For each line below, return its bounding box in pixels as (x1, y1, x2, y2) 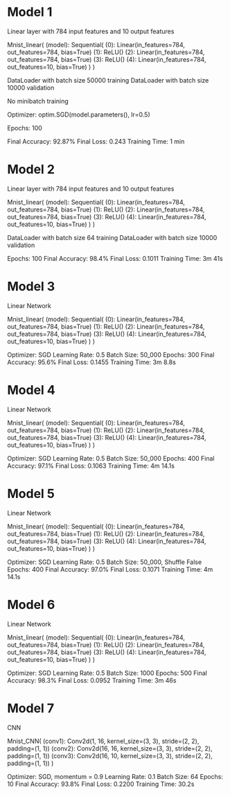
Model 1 (7, 4, 53, 20)
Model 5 (7, 486, 55, 502)
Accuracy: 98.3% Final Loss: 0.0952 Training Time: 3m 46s (7, 676, 177, 684)
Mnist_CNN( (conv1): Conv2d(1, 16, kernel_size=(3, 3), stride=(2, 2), (7, 737, 200, 745)
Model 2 (7, 162, 55, 178)
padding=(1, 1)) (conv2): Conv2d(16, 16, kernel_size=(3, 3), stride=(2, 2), (7, 744, 213, 753)
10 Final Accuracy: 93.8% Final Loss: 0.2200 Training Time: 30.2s (7, 780, 195, 788)
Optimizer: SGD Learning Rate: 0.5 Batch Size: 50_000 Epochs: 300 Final (7, 350, 215, 359)
